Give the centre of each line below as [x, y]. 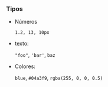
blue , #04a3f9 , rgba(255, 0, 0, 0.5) [59, 78]
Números [26, 22]
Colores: [25, 66]
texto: [22, 44]
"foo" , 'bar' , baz [35, 55]
